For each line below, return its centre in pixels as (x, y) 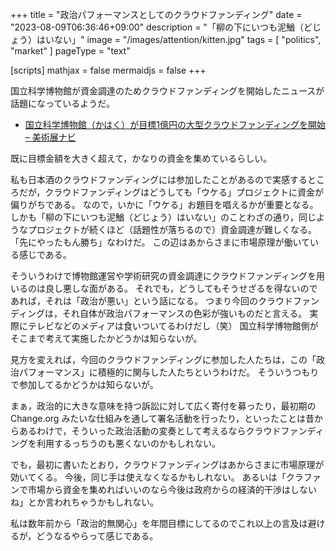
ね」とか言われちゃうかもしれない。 (85, 502)
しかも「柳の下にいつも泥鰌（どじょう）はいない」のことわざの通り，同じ (163, 217)
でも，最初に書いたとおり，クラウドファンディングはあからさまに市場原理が (167, 464)
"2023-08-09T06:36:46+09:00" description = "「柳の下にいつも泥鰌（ (157, 27)
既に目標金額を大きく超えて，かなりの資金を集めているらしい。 (141, 158)
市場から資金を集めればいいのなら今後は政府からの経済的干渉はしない (172, 489)
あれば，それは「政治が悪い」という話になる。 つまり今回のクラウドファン (165, 301)
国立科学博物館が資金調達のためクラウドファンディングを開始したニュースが (167, 91)
